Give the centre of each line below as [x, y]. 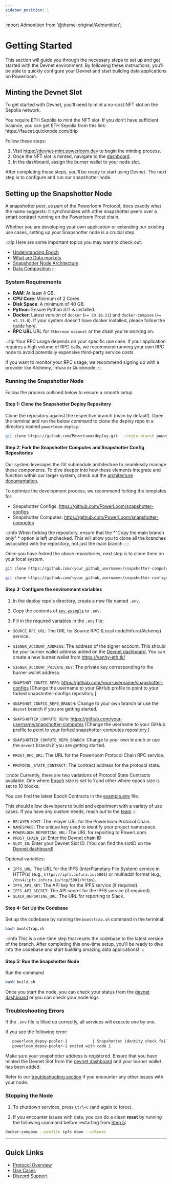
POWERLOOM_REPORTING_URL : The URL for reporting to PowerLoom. [80, 833]
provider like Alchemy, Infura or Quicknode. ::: [54, 368]
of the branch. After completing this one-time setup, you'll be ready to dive [84, 944]
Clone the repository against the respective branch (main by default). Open [84, 415]
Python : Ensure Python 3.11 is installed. [54, 310]
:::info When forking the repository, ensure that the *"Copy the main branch [85, 533]
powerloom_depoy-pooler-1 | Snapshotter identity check [84, 1041]
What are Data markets [37, 258]
